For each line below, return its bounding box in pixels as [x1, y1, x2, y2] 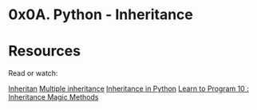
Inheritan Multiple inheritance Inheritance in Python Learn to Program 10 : [8, 84, 249, 93]
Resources [8, 42, 81, 61]
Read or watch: [8, 69, 58, 78]
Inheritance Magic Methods [8, 92, 99, 102]
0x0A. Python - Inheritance [8, 6, 193, 24]
